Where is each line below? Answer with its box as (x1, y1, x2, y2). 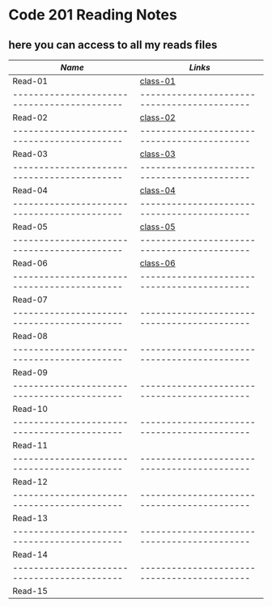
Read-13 (12, 512, 49, 524)
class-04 (139, 185, 176, 196)
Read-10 (12, 403, 49, 414)
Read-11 (12, 439, 49, 451)
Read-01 (12, 75, 49, 87)
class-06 (139, 257, 176, 269)
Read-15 (12, 585, 49, 596)
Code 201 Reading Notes (8, 6, 178, 24)
